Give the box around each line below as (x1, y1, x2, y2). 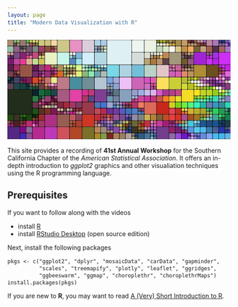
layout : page (7, 11, 46, 18)
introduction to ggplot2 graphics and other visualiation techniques (25, 161, 219, 169)
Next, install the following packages (7, 243, 112, 252)
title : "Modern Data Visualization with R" (7, 18, 138, 26)
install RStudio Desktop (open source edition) (17, 229, 150, 238)
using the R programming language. (7, 169, 112, 177)
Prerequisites (7, 189, 68, 201)
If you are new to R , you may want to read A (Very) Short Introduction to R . (7, 291, 225, 300)
